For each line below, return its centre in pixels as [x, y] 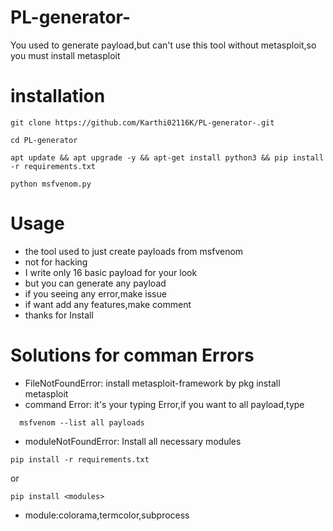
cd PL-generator [44, 140]
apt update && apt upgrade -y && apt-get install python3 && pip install [167, 157]
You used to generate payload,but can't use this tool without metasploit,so [163, 45]
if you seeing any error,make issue [95, 293]
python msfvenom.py [51, 184]
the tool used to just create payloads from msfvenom [134, 251]
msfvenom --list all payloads [82, 422]
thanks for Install [59, 315]
